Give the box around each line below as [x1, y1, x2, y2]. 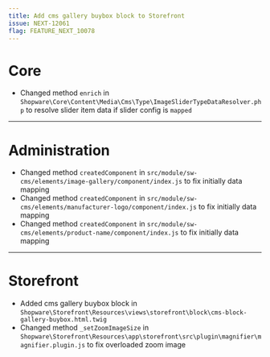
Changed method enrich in [19, 88, 110, 98]
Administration [8, 141, 110, 160]
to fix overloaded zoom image [87, 340, 186, 350]
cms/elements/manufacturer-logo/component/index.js [19, 203, 197, 212]
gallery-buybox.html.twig [19, 316, 107, 324]
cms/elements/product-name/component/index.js [19, 229, 179, 238]
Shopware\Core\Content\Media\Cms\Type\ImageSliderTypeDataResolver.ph [19, 98, 262, 106]
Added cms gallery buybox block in [19, 299, 138, 309]
